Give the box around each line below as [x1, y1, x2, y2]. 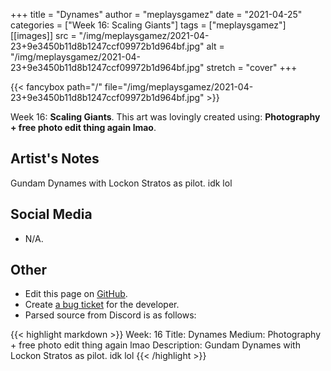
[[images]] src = [10, 30, 77, 41]
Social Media [10, 206, 93, 223]
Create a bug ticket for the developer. [24, 299, 180, 311]
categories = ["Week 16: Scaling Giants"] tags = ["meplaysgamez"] [10, 19, 287, 31]
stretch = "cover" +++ [206, 62, 298, 73]
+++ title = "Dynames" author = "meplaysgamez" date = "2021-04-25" [10, 9, 303, 20]
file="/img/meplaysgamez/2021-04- [104, 81, 254, 93]
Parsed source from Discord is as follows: [24, 309, 197, 321]
